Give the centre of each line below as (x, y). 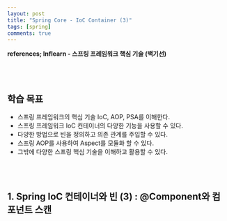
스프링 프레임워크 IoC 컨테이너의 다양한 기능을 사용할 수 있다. (100, 125)
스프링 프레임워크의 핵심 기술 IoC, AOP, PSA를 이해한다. (94, 117)
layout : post (26, 14)
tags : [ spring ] (29, 26)
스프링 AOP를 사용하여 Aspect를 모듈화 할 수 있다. (86, 143)
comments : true (29, 33)
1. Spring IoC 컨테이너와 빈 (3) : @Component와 (109, 197)
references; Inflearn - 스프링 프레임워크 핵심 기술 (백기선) (87, 54)
